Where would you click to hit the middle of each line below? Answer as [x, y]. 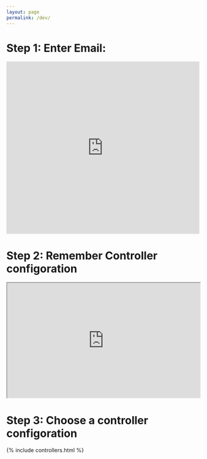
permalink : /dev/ [28, 18]
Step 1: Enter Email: [56, 48]
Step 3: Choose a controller [77, 420]
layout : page [23, 12]
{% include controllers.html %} [45, 450]
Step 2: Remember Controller [82, 256]
